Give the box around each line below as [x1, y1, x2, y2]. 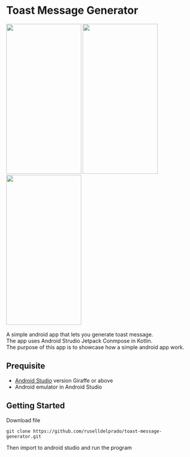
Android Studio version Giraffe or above [14, 377, 113, 384]
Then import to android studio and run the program [6, 444, 132, 451]
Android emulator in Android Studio [14, 383, 102, 390]
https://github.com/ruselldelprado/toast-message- [32, 428, 162, 434]
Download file [6, 416, 41, 423]
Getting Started [6, 401, 65, 411]
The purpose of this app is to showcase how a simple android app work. [6, 343, 185, 351]
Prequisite [6, 361, 46, 371]
